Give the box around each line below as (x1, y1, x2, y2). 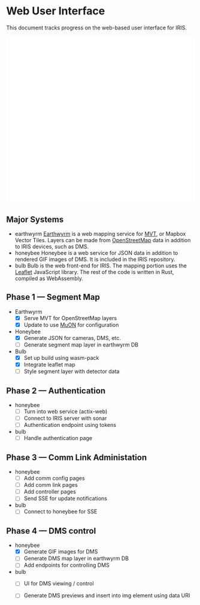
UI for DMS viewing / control (23, 580, 94, 587)
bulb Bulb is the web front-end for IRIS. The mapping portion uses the (14, 262, 187, 269)
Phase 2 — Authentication (6, 386, 106, 396)
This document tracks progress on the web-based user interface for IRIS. (6, 24, 187, 31)
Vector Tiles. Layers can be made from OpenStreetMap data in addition (14, 236, 191, 243)
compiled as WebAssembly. (14, 275, 84, 282)
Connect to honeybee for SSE (23, 508, 98, 515)
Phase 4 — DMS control (6, 526, 96, 536)
